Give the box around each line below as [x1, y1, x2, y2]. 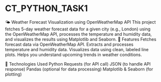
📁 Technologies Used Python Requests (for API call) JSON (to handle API [5, 61, 151, 67]
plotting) [5, 71, 22, 77]
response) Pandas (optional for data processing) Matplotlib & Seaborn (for [5, 66, 153, 72]
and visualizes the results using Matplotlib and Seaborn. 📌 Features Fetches [5, 36, 157, 42]
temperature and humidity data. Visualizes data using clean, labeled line [5, 46, 149, 52]
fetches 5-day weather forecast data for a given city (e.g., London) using [5, 26, 151, 32]
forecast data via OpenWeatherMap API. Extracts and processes [5, 41, 134, 47]
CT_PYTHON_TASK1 [5, 3, 88, 14]
